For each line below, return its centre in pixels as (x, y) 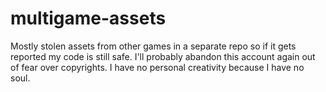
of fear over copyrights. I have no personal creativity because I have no (157, 67)
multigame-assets (88, 18)
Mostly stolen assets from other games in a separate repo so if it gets (153, 46)
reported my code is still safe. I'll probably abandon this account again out (163, 56)
